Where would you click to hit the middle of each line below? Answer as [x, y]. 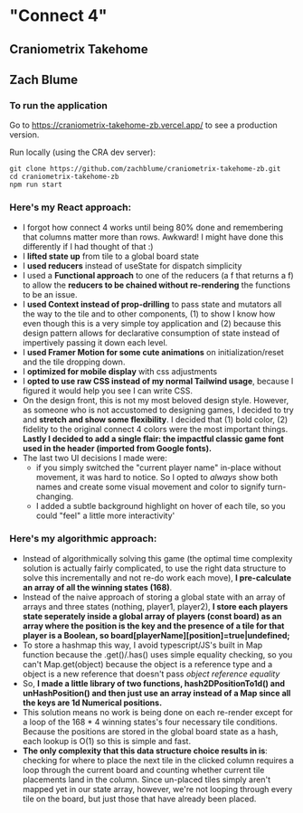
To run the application [59, 105]
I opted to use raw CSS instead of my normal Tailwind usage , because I [158, 381]
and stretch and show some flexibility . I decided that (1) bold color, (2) [155, 419]
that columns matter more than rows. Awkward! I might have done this [153, 237]
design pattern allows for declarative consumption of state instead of [151, 333]
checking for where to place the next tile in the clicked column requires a [158, 760]
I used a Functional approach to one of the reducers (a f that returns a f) [158, 275]
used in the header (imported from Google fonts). [117, 448]
